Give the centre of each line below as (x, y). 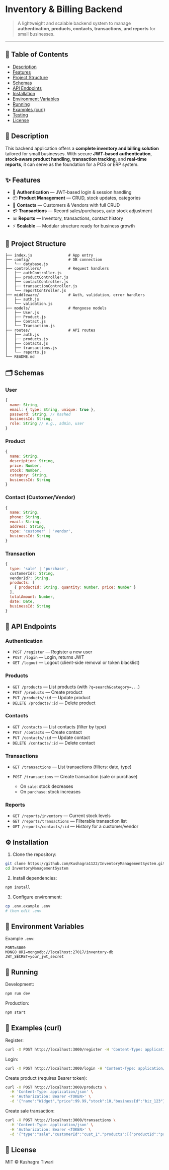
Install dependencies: (35, 878)
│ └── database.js (27, 264)
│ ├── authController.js (33, 273)
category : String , (29, 475)
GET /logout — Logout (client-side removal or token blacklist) (76, 663)
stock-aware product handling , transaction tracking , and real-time (76, 159)
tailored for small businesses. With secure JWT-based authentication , (79, 153)
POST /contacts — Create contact (47, 732)
